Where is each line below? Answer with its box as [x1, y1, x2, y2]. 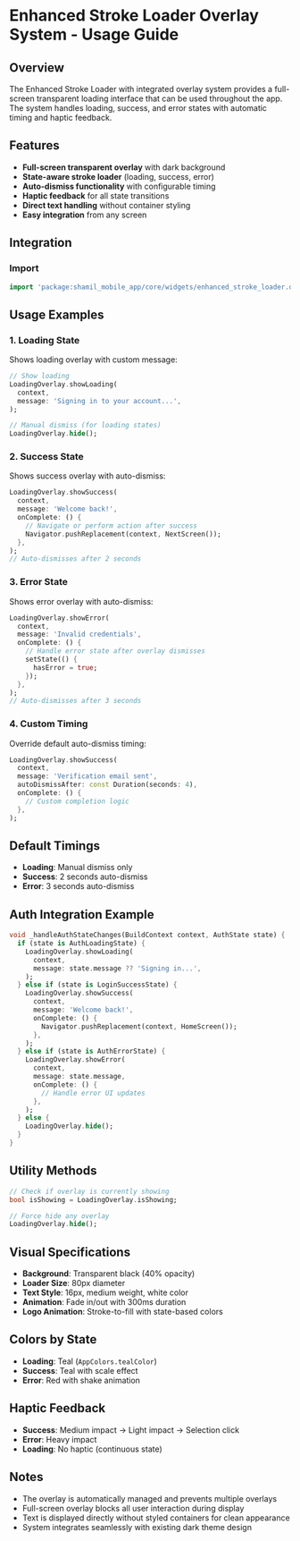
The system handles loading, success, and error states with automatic [9, 103, 268, 113]
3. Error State [9, 576, 69, 588]
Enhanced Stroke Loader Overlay [9, 5, 259, 26]
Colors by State [9, 1332, 97, 1347]
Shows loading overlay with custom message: [9, 354, 179, 365]
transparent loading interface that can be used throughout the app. [36, 93, 283, 104]
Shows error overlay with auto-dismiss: [9, 596, 154, 606]
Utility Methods [9, 1164, 97, 1179]
